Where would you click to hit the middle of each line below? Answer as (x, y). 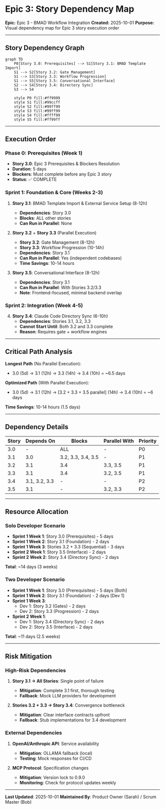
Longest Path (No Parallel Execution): (43, 363)
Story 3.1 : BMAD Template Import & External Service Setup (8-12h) (80, 203)
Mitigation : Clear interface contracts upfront (65, 715)
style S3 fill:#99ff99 (37, 111)
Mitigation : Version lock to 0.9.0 (52, 777)
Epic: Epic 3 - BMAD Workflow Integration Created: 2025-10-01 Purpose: (80, 23)
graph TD (14, 59)
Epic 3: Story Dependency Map (70, 9)
